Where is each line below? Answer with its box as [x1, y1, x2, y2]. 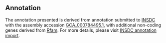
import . [5, 32, 20, 38]
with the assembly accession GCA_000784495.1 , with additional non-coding [5, 22, 162, 28]
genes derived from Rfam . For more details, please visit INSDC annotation [5, 27, 157, 33]
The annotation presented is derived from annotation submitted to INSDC [5, 17, 156, 22]
